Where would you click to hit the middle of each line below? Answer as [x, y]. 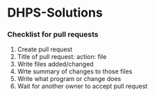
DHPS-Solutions [55, 13]
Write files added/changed [55, 64]
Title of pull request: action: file [62, 57]
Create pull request [45, 49]
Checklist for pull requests [53, 35]
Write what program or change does [69, 79]
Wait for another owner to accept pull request [82, 86]
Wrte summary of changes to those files [75, 71]
